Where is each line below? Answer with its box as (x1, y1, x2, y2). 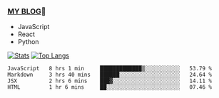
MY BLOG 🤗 (7, 6, 46, 16)
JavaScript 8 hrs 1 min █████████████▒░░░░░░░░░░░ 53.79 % (7, 65, 213, 72)
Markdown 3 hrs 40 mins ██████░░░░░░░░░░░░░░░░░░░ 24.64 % (7, 71, 213, 79)
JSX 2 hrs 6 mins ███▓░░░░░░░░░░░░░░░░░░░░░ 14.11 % (7, 77, 213, 85)
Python (17, 38, 39, 46)
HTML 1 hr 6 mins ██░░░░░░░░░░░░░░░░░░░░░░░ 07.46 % (7, 84, 213, 91)
